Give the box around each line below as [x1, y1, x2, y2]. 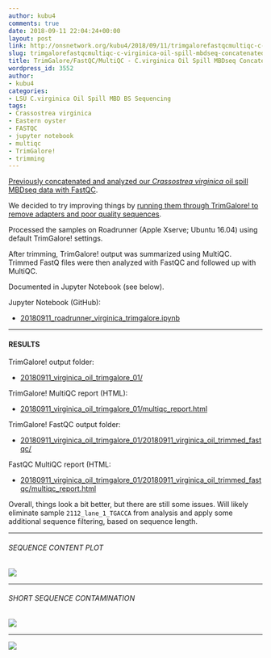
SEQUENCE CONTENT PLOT [8, 543, 104, 553]
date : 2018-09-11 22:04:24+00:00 [8, 27, 121, 35]
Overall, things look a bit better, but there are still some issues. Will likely [8, 500, 248, 509]
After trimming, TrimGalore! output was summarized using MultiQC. [8, 249, 232, 259]
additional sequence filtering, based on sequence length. [8, 517, 198, 526]
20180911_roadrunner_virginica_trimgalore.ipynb [19, 313, 180, 323]
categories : [8, 86, 48, 95]
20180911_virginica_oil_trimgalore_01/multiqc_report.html [19, 404, 208, 414]
